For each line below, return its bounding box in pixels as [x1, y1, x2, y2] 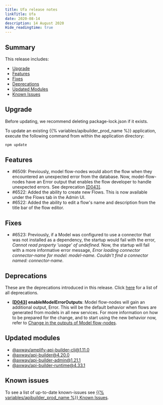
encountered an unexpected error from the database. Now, [12, 174, 130, 180]
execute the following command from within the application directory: [5, 133, 145, 139]
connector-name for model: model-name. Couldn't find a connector [12, 252, 148, 258]
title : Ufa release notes [5, 7, 57, 12]
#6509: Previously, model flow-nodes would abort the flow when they [12, 169, 152, 175]
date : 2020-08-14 [5, 16, 40, 21]
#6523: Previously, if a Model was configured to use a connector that [12, 232, 151, 238]
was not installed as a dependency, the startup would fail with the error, [12, 237, 156, 243]
